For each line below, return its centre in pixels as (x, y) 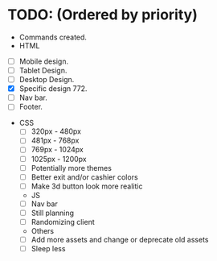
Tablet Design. (43, 70)
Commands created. (53, 37)
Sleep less (48, 249)
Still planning (52, 213)
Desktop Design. (47, 80)
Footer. (31, 107)
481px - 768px (55, 141)
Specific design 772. (53, 89)
